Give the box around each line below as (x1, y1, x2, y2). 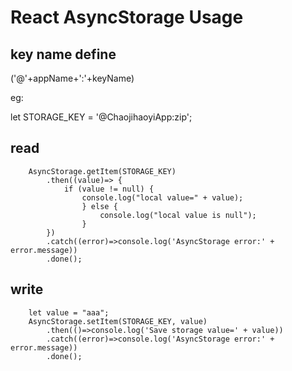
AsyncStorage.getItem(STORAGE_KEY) (28, 166, 177, 176)
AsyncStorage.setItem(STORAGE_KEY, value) (28, 316, 208, 326)
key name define (10, 46, 117, 63)
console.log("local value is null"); (99, 210, 257, 220)
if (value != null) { (63, 184, 155, 194)
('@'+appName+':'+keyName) (10, 72, 135, 84)
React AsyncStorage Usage (10, 6, 244, 29)
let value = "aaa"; (28, 307, 110, 318)
